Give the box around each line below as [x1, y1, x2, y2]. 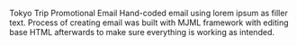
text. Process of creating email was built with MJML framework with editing [9, 17, 290, 28]
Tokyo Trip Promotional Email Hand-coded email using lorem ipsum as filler [9, 8, 288, 18]
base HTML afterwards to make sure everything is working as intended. [9, 27, 274, 37]
